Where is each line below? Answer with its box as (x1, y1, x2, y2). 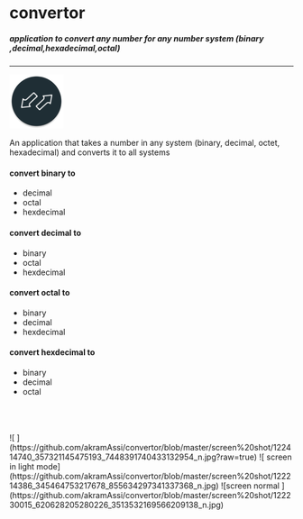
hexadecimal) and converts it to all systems (9, 147, 170, 158)
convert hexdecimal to (9, 347, 96, 358)
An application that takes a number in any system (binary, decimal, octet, (9, 138, 280, 149)
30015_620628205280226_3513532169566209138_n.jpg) (9, 499, 224, 510)
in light (9, 460, 34, 471)
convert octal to (9, 287, 70, 298)
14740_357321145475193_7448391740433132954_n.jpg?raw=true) (9, 451, 258, 462)
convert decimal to (9, 227, 81, 238)
